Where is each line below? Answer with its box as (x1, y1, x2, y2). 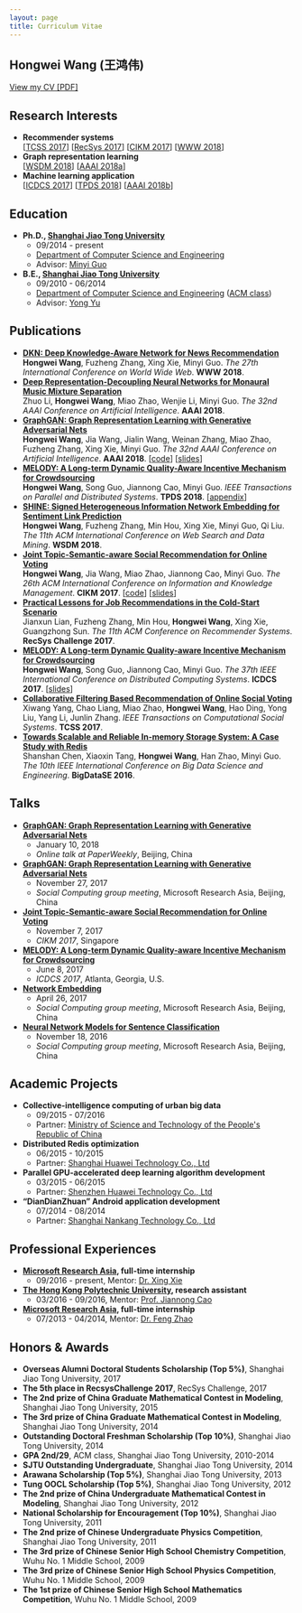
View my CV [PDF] (9, 82, 78, 93)
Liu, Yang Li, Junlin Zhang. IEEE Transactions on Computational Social (22, 712, 284, 723)
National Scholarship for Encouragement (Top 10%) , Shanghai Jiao (22, 1507, 277, 1518)
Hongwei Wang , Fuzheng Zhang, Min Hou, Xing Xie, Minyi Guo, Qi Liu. (22, 520, 285, 531)
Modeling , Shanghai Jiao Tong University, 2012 (22, 1498, 199, 1508)
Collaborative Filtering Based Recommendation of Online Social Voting (22, 693, 293, 704)
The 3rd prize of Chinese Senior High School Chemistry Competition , (22, 1546, 287, 1556)
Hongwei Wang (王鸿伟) (9, 57, 144, 72)
